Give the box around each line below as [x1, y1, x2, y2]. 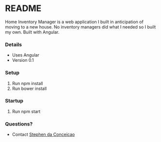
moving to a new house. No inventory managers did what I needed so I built [5, 24, 156, 29]
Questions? [5, 120, 33, 127]
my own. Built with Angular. [5, 29, 60, 35]
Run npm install [12, 80, 43, 86]
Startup [5, 98, 23, 104]
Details [5, 41, 22, 48]
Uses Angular [12, 52, 40, 58]
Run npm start [12, 108, 41, 114]
